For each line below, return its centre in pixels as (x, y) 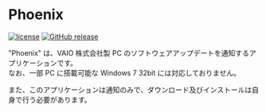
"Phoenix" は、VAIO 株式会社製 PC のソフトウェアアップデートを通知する (129, 52)
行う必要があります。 (57, 99)
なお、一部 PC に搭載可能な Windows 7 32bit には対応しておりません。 (125, 72)
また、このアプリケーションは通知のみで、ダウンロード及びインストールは (130, 90)
